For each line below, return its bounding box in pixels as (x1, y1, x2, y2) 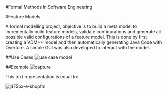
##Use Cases (5, 54, 34, 60)
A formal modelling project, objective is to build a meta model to (5, 23, 137, 29)
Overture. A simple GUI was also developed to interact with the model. (5, 45, 150, 50)
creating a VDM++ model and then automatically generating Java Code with (5, 39, 162, 45)
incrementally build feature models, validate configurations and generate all (5, 29, 161, 34)
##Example (5, 64, 29, 70)
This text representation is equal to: (5, 74, 79, 79)
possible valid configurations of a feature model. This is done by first (5, 34, 147, 40)
